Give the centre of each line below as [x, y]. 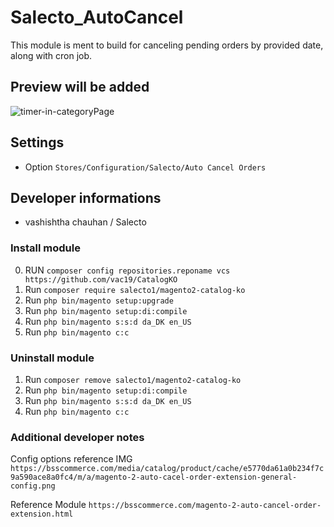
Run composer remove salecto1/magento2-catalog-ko [133, 379]
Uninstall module [52, 358]
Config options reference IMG [71, 459]
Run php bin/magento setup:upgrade [99, 300]
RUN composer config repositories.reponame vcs [127, 270]
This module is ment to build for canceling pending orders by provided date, [167, 45]
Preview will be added [80, 87]
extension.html [42, 514]
